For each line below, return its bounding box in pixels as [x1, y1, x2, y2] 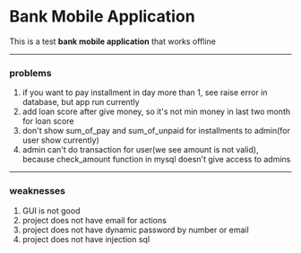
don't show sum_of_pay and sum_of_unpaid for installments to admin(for [21, 126, 291, 136]
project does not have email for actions [21, 214, 168, 225]
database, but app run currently [21, 97, 141, 108]
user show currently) [21, 135, 100, 145]
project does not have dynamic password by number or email [21, 224, 249, 235]
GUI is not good [21, 205, 81, 216]
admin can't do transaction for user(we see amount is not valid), [21, 144, 259, 155]
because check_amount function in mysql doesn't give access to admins [21, 154, 291, 165]
